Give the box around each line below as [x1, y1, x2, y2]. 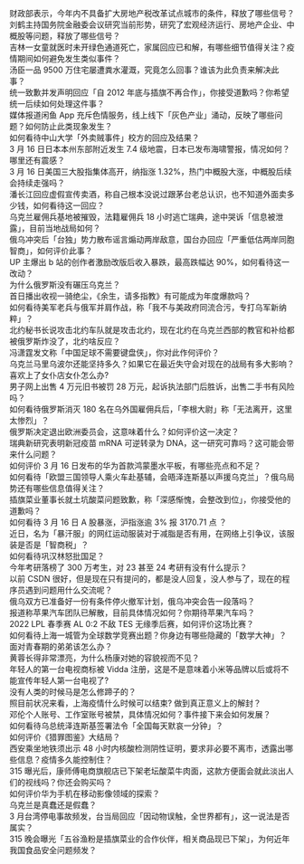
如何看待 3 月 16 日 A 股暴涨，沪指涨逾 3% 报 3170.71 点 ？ [9, 517, 228, 527]
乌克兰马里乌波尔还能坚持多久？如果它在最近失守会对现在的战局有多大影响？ [9, 358, 295, 369]
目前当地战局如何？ [28, 223, 101, 233]
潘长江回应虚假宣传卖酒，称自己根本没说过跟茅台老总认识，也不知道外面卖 [9, 189, 287, 199]
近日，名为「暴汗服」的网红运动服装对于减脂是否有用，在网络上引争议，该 [9, 528, 287, 538]
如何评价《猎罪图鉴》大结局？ [9, 732, 120, 742]
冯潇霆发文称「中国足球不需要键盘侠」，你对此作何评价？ [9, 347, 220, 357]
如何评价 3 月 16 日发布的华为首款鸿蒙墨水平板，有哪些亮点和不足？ [9, 460, 261, 470]
